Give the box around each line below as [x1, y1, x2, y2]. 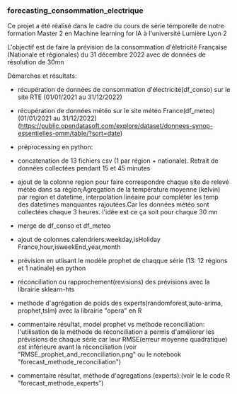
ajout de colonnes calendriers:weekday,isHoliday [17, 236, 161, 244]
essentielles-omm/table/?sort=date [17, 129, 120, 138]
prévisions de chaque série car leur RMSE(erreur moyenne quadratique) [17, 335, 228, 344]
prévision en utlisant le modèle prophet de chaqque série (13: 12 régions [17, 257, 228, 265]
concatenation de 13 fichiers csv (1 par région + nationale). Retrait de [17, 156, 219, 165]
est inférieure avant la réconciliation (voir [17, 342, 137, 352]
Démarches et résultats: [7, 71, 77, 80]
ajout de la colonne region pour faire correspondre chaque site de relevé [17, 178, 230, 186]
